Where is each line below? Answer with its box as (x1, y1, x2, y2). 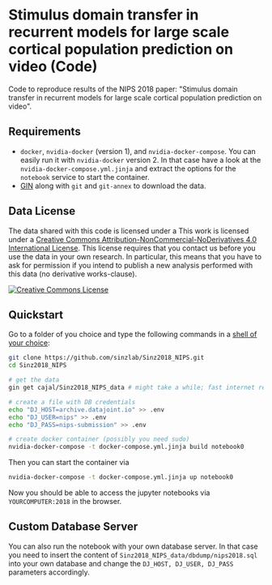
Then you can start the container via (8, 458, 130, 468)
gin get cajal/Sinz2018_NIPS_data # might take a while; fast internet (8, 383, 255, 391)
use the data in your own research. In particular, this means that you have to (8, 251, 261, 261)
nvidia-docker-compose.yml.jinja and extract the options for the (19, 164, 236, 173)
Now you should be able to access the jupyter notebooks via (8, 488, 210, 497)
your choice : (8, 338, 50, 348)
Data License (8, 204, 76, 218)
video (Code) (8, 58, 98, 76)
